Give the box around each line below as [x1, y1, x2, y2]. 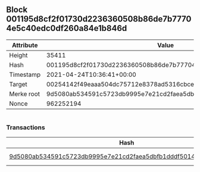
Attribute [11, 41, 38, 49]
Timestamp [9, 70, 41, 79]
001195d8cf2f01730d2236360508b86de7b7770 [6, 14, 192, 24]
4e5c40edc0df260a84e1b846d [6, 23, 127, 33]
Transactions [6, 123, 46, 132]
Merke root [9, 89, 40, 98]
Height [9, 51, 28, 59]
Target [9, 80, 28, 88]
